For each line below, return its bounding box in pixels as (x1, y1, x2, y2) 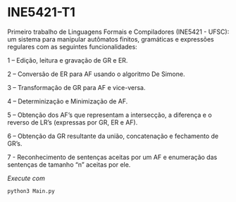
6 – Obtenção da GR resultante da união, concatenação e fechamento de (7, 132, 219, 140)
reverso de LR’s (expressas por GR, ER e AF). (7, 118, 138, 127)
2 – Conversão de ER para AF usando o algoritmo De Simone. (7, 70, 185, 78)
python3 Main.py (7, 187, 55, 194)
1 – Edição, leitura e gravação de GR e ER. (7, 56, 128, 64)
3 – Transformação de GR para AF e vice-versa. (7, 83, 146, 91)
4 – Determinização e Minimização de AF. (7, 96, 128, 106)
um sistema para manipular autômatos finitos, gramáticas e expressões (7, 34, 214, 43)
